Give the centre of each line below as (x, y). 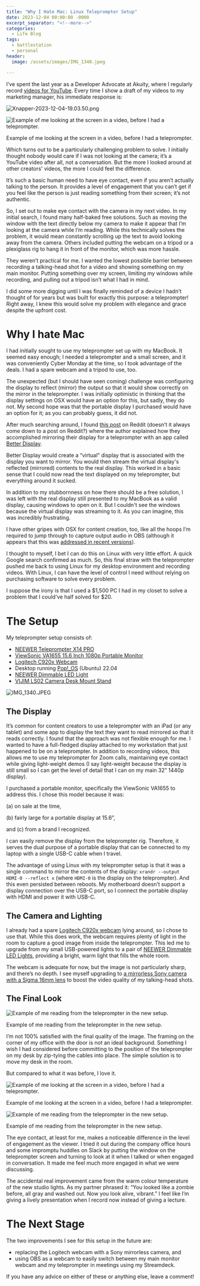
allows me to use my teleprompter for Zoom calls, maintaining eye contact (97, 757)
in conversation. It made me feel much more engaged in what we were (93, 1163)
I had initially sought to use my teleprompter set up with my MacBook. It (94, 351)
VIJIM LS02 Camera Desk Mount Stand (63, 681)
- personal (25, 51)
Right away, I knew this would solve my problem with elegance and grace (96, 304)
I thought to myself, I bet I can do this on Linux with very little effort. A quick (99, 554)
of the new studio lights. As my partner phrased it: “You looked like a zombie (100, 1187)
